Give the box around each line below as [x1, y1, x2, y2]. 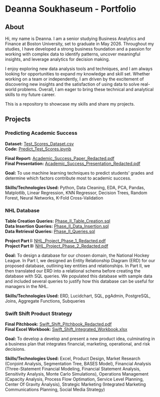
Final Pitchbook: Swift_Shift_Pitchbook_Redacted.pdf [5, 321, 112, 327]
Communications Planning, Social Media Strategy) [5, 387, 105, 393]
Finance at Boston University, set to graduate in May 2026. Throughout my [5, 41, 154, 47]
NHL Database [5, 207, 40, 214]
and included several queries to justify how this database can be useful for [5, 278, 154, 284]
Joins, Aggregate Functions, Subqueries [5, 298, 85, 304]
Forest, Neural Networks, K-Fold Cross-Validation [5, 195, 103, 200]
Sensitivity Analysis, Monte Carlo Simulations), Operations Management [5, 371, 149, 377]
